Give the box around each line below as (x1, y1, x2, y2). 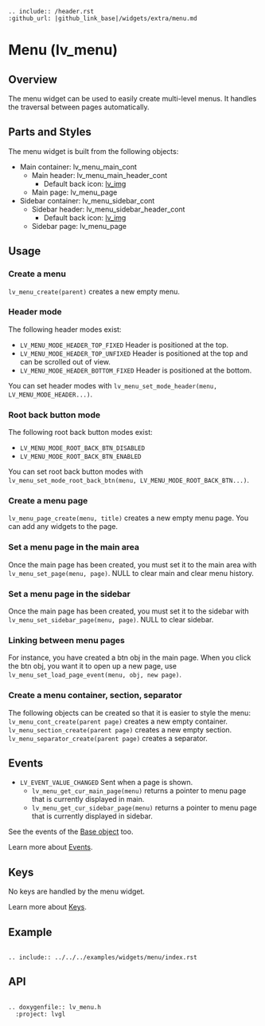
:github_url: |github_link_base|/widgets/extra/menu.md (8, 14, 197, 22)
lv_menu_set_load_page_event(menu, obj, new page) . (8, 670, 181, 680)
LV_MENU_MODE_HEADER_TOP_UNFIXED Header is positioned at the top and (19, 348, 248, 358)
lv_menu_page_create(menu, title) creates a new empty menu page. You (8, 513, 249, 523)
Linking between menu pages (8, 634, 125, 645)
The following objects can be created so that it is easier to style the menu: (8, 708, 251, 717)
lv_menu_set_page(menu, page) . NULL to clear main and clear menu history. (8, 568, 255, 578)
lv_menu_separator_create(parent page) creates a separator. (8, 733, 208, 743)
